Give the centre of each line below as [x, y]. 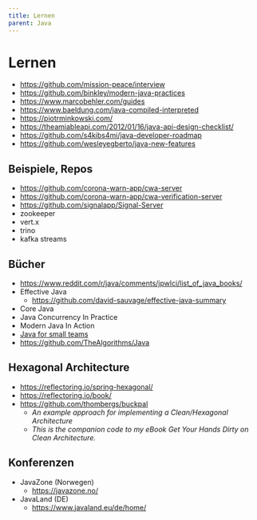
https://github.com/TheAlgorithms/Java [85, 343]
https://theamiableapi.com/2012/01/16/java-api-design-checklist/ [127, 127]
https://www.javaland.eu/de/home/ [89, 507]
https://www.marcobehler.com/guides [82, 101]
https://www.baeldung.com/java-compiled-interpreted [109, 110]
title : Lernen [32, 16]
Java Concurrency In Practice [69, 317]
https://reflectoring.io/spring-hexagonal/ [86, 387]
